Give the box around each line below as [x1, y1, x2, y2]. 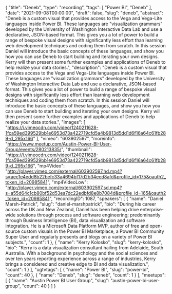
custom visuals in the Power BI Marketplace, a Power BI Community [21, 228, 164, 234]
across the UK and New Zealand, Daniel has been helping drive [5, 207, 139, 212]
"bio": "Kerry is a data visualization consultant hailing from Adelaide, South [5, 245, 164, 251]
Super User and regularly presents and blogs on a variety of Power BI [5, 234, 152, 240]
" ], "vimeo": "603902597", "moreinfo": [33, 136, 116, 141]
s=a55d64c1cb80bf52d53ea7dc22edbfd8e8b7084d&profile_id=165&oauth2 [5, 190, 166, 196]
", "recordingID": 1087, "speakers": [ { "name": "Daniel [49, 195, 163, 201]
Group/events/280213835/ [5, 146, 62, 152]
